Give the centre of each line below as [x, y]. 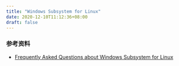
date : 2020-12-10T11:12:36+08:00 [47, 17]
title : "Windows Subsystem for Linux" [53, 11]
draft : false [22, 22]
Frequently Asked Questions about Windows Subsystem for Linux [94, 57]
